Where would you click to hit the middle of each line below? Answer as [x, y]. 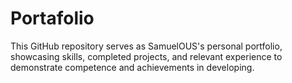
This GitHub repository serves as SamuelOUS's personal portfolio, [146, 46]
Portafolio [52, 18]
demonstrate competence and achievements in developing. [132, 67]
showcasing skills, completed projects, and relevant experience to [146, 56]
